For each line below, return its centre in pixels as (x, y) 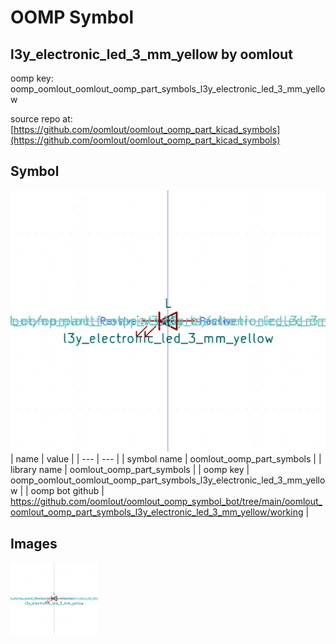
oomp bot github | (67, 491)
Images (34, 543)
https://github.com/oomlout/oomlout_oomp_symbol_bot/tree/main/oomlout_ (166, 502)
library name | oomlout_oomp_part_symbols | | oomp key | (130, 470)
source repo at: (41, 119)
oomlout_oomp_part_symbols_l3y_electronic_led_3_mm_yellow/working (157, 512)
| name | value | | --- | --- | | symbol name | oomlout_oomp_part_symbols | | (166, 459)
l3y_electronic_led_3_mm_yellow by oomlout (151, 54)
